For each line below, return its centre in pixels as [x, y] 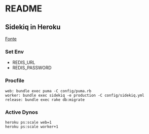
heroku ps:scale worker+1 [32, 127]
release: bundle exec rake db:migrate [45, 100]
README [24, 9]
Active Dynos [22, 112]
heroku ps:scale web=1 [28, 122]
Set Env [14, 52]
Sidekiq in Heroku [33, 27]
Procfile [15, 81]
